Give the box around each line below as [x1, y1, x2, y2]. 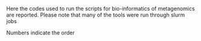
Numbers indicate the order [6, 29, 75, 36]
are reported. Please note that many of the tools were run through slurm [6, 11, 185, 18]
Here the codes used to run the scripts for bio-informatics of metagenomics [6, 5, 195, 12]
